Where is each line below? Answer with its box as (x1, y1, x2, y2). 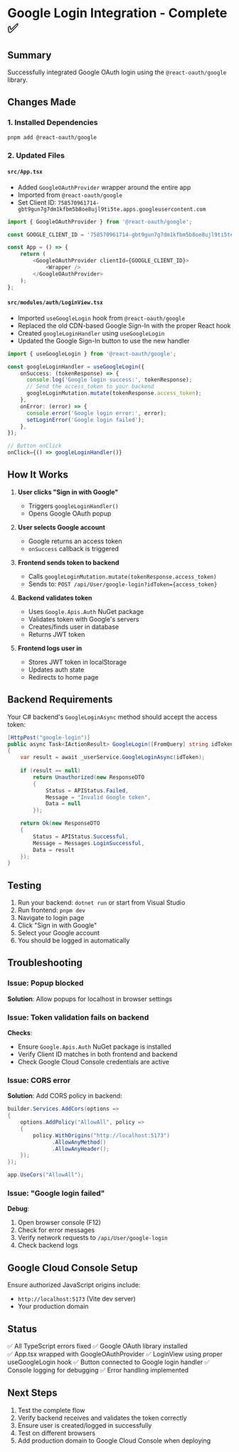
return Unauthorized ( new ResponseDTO (33, 773, 144, 781)
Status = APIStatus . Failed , (45, 787, 129, 794)
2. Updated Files (7, 151, 65, 161)
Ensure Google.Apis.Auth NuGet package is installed (17, 1042, 172, 1051)
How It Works (7, 469, 69, 481)
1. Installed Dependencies (7, 118, 98, 128)
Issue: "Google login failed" (7, 1189, 105, 1199)
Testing (7, 879, 42, 892)
